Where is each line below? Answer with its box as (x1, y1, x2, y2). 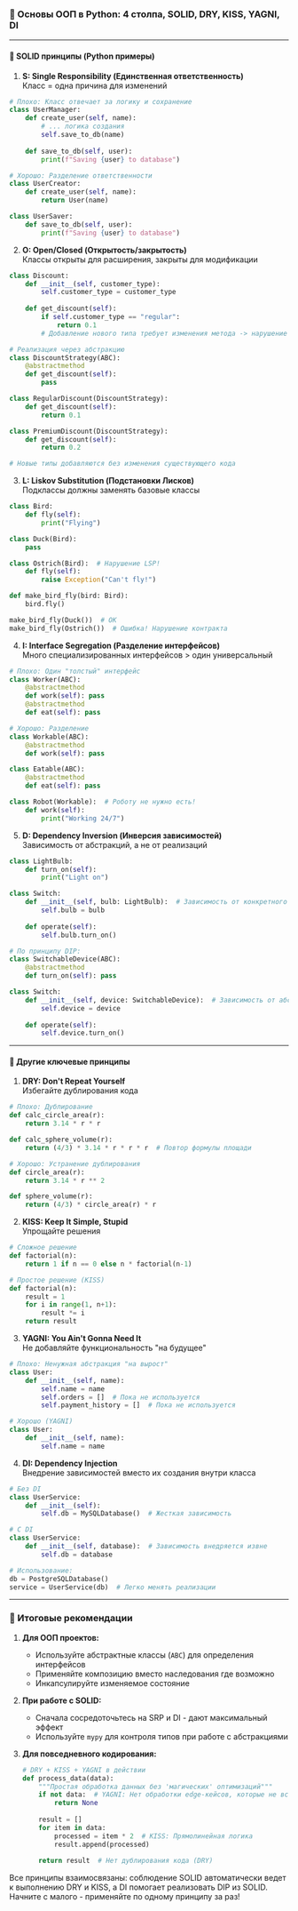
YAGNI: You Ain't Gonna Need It (21, 1333, 142, 1344)
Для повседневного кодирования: (21, 1748, 157, 1759)
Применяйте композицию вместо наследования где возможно (35, 1668, 275, 1679)
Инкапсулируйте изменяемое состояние (35, 1677, 191, 1688)
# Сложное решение (9, 1243, 77, 1252)
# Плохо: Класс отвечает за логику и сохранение (9, 97, 192, 106)
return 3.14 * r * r (25, 1119, 101, 1128)
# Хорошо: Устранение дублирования (9, 1159, 141, 1168)
